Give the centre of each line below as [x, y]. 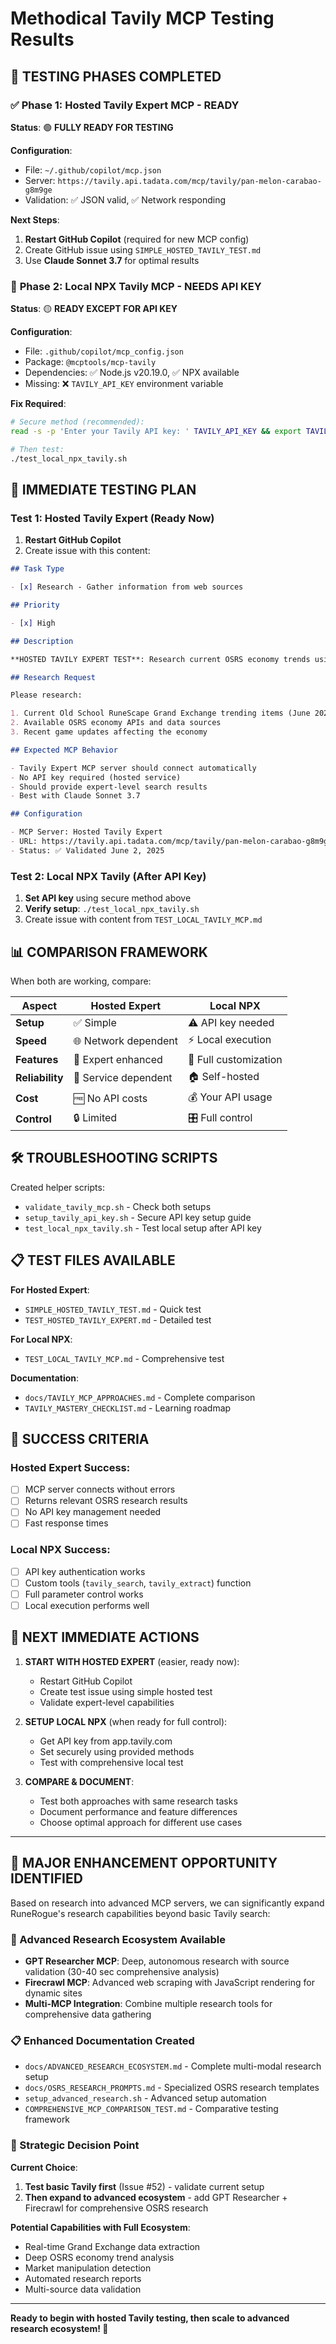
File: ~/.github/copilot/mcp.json [93, 169]
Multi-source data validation [83, 2289]
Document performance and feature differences [138, 1811]
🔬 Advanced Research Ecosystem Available [118, 1939]
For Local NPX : [41, 1339]
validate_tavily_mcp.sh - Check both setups [118, 1206]
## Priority [35, 605]
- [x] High [33, 623]
